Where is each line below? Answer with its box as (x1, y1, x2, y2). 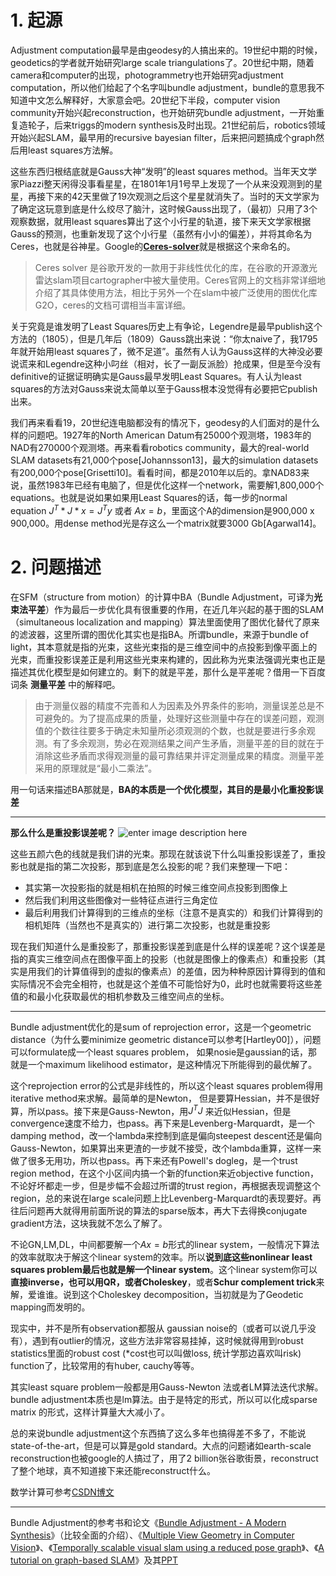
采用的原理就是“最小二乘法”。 (34, 762, 158, 774)
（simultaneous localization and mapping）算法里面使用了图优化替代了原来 (10, 616, 320, 628)
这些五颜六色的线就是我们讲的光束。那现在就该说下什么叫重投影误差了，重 (10, 847, 317, 860)
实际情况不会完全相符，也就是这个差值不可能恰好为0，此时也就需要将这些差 (10, 977, 323, 990)
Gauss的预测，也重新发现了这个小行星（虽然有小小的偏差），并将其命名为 (10, 227, 313, 240)
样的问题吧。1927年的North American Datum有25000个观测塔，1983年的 (10, 429, 312, 441)
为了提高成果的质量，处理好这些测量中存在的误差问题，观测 (78, 712, 325, 724)
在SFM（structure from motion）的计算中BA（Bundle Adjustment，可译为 (10, 591, 315, 603)
